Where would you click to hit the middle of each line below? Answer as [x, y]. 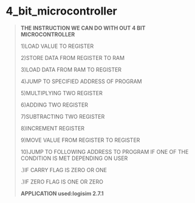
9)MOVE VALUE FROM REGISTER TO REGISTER [80, 140]
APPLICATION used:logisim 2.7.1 [62, 193]
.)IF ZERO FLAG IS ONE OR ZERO [62, 181]
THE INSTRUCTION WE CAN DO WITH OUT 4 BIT [83, 28]
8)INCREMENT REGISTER [53, 128]
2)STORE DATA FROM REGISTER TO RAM [73, 58]
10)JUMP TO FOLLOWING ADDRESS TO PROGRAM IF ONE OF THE [104, 151]
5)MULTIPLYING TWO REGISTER [61, 93]
